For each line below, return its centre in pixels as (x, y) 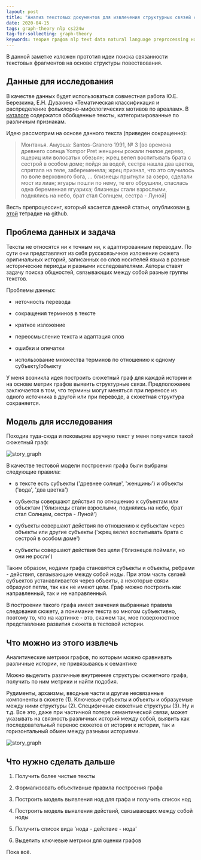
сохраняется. (23, 403)
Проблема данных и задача (61, 232)
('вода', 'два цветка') (42, 490)
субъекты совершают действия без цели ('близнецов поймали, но (100, 550)
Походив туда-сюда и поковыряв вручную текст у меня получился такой (100, 436)
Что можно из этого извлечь (62, 643)
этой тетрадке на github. (37, 214)
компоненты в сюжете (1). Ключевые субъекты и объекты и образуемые (100, 700)
